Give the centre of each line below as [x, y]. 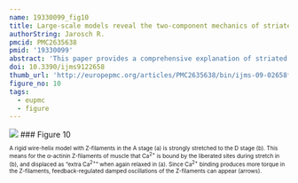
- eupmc [31, 100]
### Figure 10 [45, 135]
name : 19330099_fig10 [49, 17]
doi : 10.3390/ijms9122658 [57, 68]
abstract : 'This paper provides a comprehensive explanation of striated [149, 59]
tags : [19, 91]
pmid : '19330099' [41, 51]
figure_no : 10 [35, 84]
